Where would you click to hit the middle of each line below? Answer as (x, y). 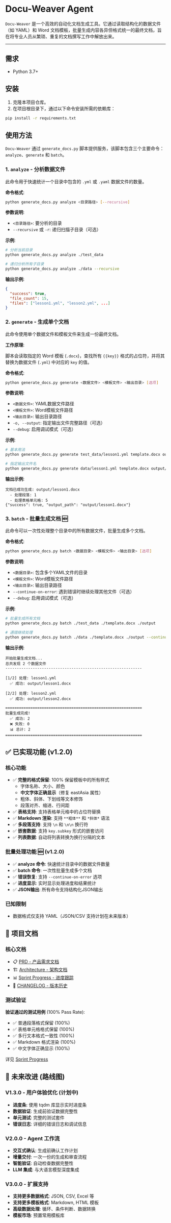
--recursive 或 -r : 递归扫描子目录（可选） (57, 230)
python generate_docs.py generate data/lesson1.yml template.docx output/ (86, 469)
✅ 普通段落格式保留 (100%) (41, 1023)
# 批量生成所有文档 (23, 619)
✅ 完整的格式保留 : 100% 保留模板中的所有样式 (61, 780)
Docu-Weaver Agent (49, 9)
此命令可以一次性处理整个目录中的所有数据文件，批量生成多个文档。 (77, 531)
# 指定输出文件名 (21, 464)
